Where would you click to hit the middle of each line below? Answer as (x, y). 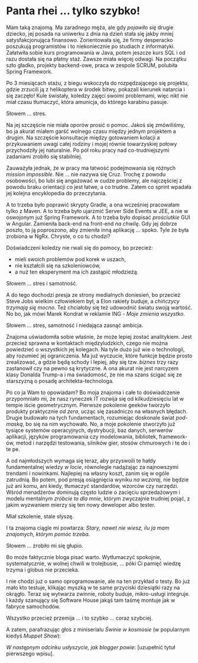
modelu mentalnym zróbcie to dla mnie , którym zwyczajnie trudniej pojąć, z (98, 498)
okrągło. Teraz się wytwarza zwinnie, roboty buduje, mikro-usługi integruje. (98, 594)
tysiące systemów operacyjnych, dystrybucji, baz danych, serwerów (90, 430)
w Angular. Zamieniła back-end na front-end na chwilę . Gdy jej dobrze (92, 223)
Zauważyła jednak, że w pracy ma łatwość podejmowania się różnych (91, 168)
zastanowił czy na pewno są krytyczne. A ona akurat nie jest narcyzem (92, 368)
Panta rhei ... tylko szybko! (73, 11)
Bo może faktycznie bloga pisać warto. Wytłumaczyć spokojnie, (84, 557)
